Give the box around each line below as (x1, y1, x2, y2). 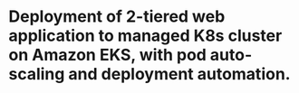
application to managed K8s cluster (8, 25, 283, 46)
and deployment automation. (68, 64, 291, 85)
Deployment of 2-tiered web (8, 6, 226, 27)
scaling (8, 64, 65, 85)
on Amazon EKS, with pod (8, 45, 207, 65)
